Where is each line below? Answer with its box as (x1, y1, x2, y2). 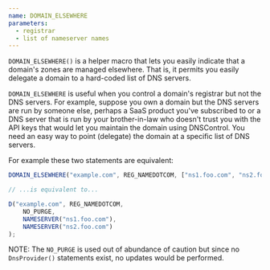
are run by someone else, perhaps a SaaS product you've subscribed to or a (8, 106, 261, 116)
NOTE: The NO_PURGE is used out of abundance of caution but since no (8, 244, 239, 254)
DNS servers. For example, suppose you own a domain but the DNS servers (8, 97, 260, 107)
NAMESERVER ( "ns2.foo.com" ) (22, 223, 113, 231)
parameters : (8, 19, 48, 27)
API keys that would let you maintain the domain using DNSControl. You (8, 123, 245, 133)
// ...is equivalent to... (8, 186, 99, 194)
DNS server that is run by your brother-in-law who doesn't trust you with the (8, 114, 261, 125)
